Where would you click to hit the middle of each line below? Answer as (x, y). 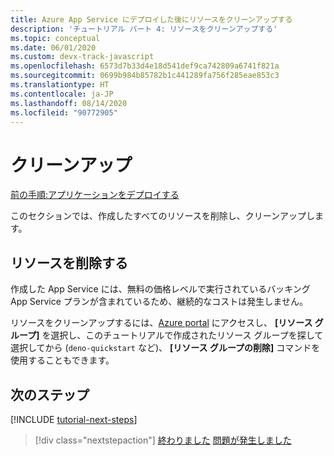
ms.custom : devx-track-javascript (82, 57)
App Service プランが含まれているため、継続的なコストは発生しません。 (159, 302)
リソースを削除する (69, 262)
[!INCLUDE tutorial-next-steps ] (74, 419)
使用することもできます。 (62, 360)
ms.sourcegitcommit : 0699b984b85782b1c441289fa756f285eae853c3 (145, 76)
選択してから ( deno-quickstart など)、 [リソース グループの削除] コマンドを (165, 348)
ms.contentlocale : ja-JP (62, 94)
